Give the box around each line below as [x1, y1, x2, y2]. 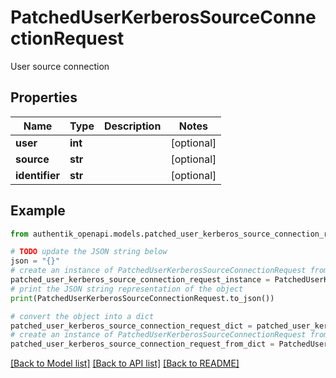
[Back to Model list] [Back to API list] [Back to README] [10, 357, 240, 370]
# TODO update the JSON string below [10, 247, 168, 257]
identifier [15, 168, 60, 182]
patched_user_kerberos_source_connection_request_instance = [10, 275, 271, 285]
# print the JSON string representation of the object [10, 284, 244, 294]
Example [10, 202, 66, 220]
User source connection [10, 60, 110, 72]
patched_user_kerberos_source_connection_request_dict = [10, 321, 253, 331]
